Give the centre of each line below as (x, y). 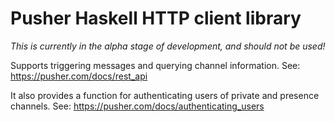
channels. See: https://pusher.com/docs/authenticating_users (137, 106)
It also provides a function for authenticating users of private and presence (165, 95)
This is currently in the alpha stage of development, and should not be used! (168, 46)
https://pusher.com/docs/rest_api (79, 76)
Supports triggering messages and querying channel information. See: (155, 65)
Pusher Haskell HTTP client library (156, 18)
